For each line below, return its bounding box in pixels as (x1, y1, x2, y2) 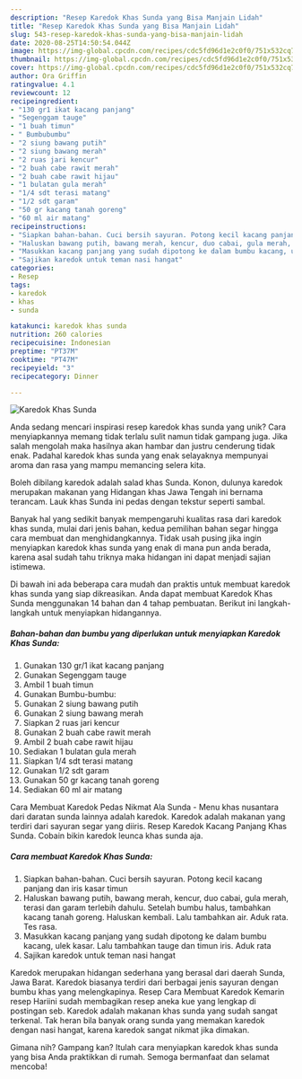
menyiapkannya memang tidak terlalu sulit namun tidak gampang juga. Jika (10, 431, 288, 442)
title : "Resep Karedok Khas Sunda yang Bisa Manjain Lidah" (10, 22, 240, 31)
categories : (10, 264, 55, 273)
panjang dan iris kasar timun (22, 883, 128, 894)
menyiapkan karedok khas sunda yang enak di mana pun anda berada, (10, 543, 272, 553)
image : (10, 47, 35, 56)
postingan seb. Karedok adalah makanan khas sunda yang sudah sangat (10, 1005, 278, 1016)
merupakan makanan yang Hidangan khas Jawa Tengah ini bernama (10, 487, 263, 498)
